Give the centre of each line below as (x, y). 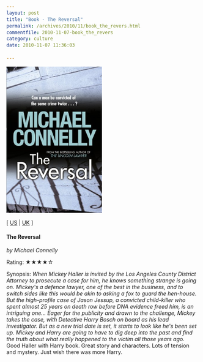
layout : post (23, 13)
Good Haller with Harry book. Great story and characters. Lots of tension (98, 345)
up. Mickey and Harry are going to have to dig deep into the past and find (99, 333)
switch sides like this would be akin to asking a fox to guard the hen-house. (102, 293)
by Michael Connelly (32, 251)
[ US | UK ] (20, 223)
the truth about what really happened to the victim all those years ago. (95, 339)
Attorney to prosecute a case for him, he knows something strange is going (102, 281)
